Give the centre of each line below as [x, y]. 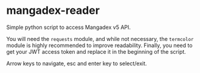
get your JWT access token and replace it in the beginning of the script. [96, 51]
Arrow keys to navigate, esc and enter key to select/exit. [77, 63]
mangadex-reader [53, 11]
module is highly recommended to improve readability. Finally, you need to [99, 45]
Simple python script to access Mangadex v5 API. [69, 27]
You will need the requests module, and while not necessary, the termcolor [100, 39]
